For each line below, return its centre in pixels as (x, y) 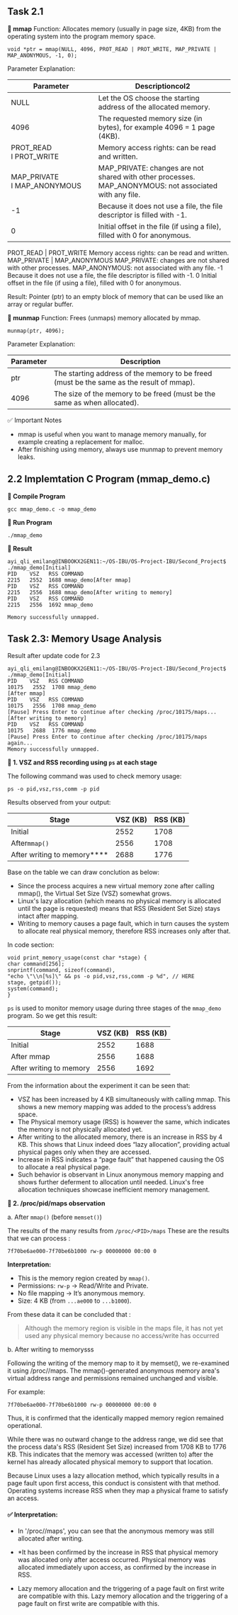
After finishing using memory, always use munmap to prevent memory (120, 449)
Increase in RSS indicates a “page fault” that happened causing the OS (121, 1160)
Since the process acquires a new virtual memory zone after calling (116, 886)
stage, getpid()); (34, 983)
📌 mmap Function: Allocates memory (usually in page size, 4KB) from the (114, 28)
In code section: (31, 945)
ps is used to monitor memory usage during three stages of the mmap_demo (114, 1008)
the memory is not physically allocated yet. (80, 1130)
